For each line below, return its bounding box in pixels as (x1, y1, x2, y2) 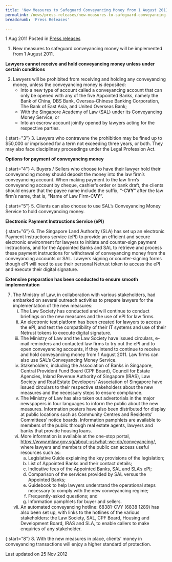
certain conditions (5, 66, 45, 72)
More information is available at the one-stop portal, (20, 433, 131, 440)
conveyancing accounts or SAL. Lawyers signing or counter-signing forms (5, 256, 162, 262)
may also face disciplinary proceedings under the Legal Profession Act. (5, 146, 156, 152)
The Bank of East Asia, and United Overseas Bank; (20, 103, 127, 110)
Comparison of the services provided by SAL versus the (28, 471, 146, 477)
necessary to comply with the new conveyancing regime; (28, 488, 149, 494)
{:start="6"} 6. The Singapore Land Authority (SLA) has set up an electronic (5, 228, 165, 235)
